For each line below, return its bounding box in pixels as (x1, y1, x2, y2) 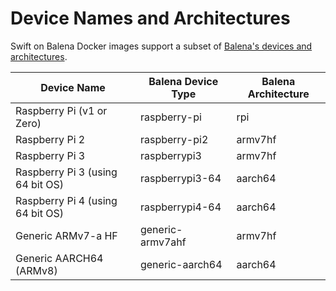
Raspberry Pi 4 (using (15, 193, 118, 207)
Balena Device (148, 74, 219, 88)
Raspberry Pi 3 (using (15, 165, 118, 179)
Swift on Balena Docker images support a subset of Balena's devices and (10, 40, 313, 52)
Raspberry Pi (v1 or (15, 103, 108, 117)
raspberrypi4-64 (139, 200, 222, 214)
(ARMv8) (15, 263, 58, 277)
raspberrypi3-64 (139, 171, 222, 185)
